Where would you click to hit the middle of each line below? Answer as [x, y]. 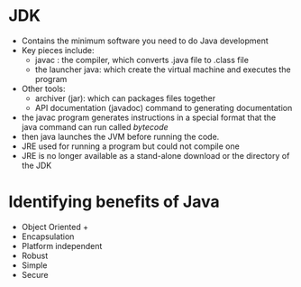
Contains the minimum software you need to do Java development [145, 41]
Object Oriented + [55, 227]
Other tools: [43, 88]
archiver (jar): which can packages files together [125, 98]
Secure [35, 274]
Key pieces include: [58, 50]
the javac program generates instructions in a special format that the [149, 117]
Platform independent [62, 245]
